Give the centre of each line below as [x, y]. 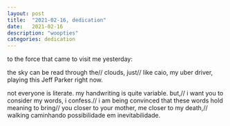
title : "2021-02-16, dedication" [57, 20]
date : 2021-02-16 [35, 26]
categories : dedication [41, 39]
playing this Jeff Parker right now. [55, 80]
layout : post [26, 13]
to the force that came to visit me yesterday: [70, 59]
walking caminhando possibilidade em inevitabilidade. [84, 116]
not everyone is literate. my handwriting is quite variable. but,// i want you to [115, 93]
